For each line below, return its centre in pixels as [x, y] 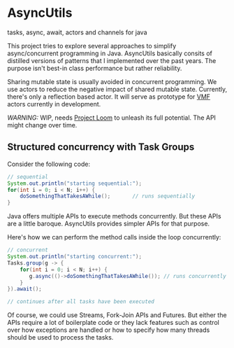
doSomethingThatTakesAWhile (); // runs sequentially [108, 196]
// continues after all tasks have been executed [81, 302]
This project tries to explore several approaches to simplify [92, 46]
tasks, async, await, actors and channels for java [78, 32]
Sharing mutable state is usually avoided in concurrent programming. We [112, 81]
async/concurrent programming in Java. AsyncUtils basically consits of [110, 53]
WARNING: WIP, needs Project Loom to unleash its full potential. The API [112, 118]
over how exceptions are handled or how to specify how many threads [109, 330]
